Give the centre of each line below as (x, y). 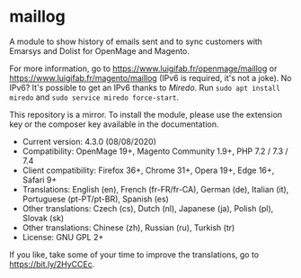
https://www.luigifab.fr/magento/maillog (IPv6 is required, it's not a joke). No (150, 77)
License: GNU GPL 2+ (63, 237)
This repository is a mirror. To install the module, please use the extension (146, 114)
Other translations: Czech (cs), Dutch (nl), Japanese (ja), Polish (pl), (148, 208)
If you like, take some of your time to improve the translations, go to (134, 255)
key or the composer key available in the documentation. (114, 124)
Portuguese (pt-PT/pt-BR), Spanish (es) (95, 199)
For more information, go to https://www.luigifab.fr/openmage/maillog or (143, 68)
